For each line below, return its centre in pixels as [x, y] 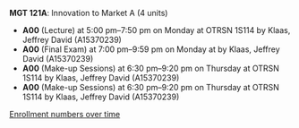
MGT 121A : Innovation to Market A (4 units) [89, 13]
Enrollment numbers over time [65, 114]
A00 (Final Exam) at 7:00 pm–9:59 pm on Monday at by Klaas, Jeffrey [151, 49]
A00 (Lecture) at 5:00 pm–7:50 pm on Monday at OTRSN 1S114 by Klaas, [156, 30]
